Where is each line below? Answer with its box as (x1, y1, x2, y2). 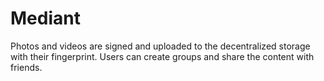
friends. (10, 61, 43, 73)
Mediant (10, 7, 81, 30)
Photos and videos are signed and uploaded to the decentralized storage (10, 40, 311, 52)
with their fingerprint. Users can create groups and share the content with (10, 50, 315, 62)
